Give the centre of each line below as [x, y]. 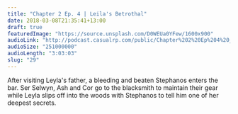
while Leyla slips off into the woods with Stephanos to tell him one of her [113, 95]
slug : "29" [23, 60]
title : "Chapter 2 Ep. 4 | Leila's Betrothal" [77, 14]
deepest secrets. [32, 103]
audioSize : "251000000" [42, 47]
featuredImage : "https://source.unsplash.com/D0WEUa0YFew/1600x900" [110, 34]
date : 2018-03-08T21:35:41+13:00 [57, 21]
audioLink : [23, 40]
